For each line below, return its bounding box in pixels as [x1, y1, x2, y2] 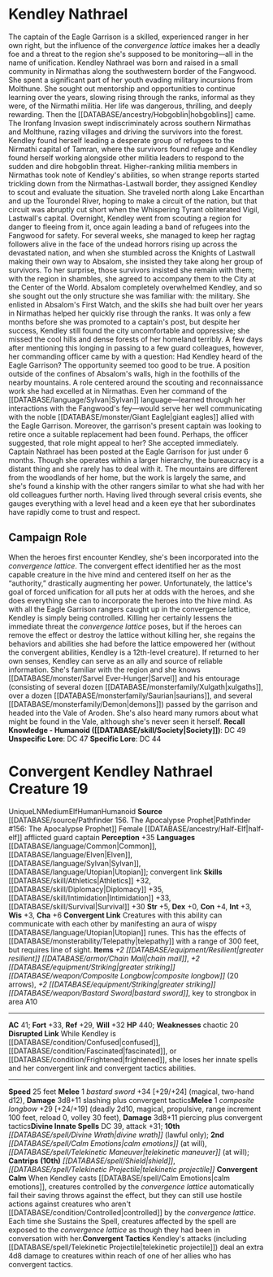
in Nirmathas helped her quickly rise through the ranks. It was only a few [8, 308, 252, 318]
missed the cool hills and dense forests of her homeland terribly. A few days [8, 334, 263, 344]
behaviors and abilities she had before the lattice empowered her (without [8, 638, 256, 648]
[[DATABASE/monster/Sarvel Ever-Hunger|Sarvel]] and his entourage [8, 673, 240, 683]
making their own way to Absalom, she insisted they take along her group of [8, 256, 263, 266]
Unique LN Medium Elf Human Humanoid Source [8, 806, 162, 816]
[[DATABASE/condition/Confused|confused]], [8, 1037, 161, 1047]
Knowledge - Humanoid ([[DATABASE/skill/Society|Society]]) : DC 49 [8, 725, 246, 734]
